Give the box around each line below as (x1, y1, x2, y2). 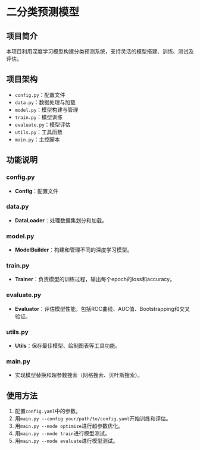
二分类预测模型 (6, 5, 80, 19)
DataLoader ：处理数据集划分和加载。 (14, 216, 107, 224)
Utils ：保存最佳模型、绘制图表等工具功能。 (14, 342, 121, 349)
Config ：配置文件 (14, 187, 58, 194)
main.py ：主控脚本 (14, 136, 60, 143)
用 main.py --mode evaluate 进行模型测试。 (14, 438, 118, 445)
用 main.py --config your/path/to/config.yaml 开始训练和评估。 (14, 415, 171, 422)
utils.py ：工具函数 (14, 128, 63, 136)
